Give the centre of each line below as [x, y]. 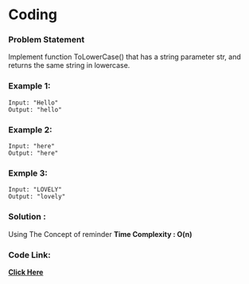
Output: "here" [33, 153]
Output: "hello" [35, 109]
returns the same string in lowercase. [69, 65]
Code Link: [29, 254]
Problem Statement [47, 40]
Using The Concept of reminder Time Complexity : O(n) [100, 234]
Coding [33, 15]
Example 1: [29, 86]
